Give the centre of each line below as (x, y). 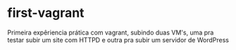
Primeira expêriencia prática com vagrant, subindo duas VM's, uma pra (111, 32)
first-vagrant (46, 13)
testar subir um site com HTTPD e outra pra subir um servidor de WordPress (118, 39)
